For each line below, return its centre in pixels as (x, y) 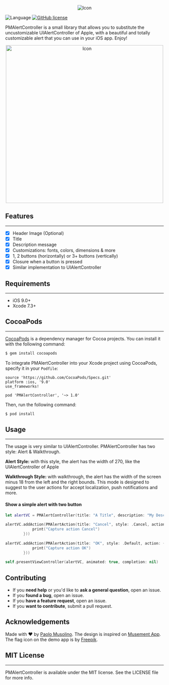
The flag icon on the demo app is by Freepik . (52, 640)
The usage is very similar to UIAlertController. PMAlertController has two (80, 447)
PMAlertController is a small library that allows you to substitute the (75, 27)
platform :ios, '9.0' (28, 382)
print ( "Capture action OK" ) (62, 548)
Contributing (26, 578)
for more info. (19, 677)
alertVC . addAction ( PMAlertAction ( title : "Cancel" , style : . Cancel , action (85, 525)
